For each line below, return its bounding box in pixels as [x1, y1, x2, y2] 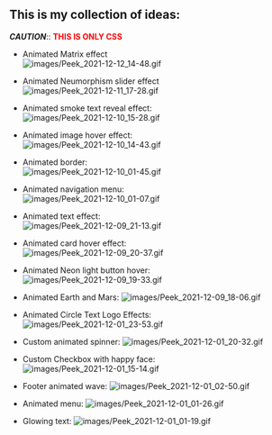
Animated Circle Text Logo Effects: [22, 309, 151, 320]
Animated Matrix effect [22, 49, 108, 59]
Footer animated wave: [22, 380, 108, 391]
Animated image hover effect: [22, 130, 133, 140]
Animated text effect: [22, 211, 101, 222]
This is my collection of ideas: [9, 7, 180, 23]
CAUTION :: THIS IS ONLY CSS [9, 31, 123, 41]
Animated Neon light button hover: [22, 265, 150, 276]
